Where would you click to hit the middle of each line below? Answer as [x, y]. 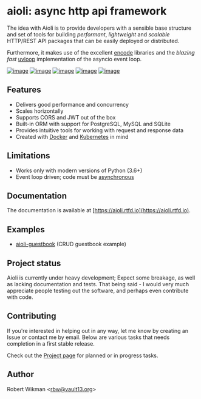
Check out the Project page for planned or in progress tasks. [83, 355]
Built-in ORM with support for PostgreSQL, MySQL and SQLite [93, 124]
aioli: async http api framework [87, 11]
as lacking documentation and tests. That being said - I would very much [98, 284]
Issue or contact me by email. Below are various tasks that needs [88, 337]
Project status [34, 263]
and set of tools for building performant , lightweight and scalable [88, 34]
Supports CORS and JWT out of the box [66, 117]
